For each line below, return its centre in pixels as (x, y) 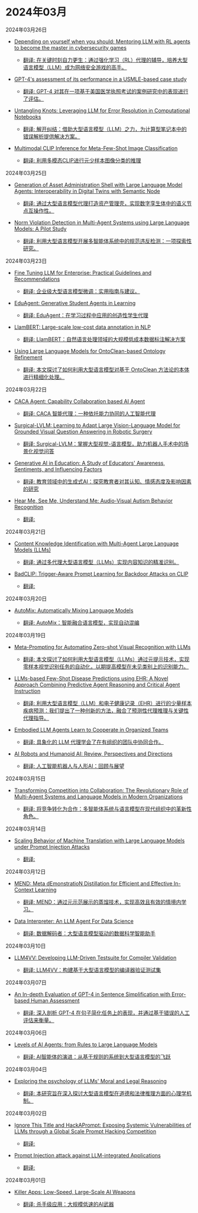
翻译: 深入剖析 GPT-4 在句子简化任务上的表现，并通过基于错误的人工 (106, 1013)
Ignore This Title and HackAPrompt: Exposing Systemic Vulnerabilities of (103, 1125)
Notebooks (27, 116)
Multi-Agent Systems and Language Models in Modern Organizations (98, 796)
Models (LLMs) (33, 550)
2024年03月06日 (26, 1033)
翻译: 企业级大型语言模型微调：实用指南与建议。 (81, 291)
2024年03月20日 (26, 598)
